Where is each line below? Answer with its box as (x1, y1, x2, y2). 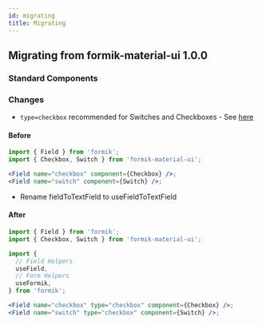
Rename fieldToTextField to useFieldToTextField (19, 192, 177, 201)
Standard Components (8, 73, 98, 84)
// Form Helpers (15, 272, 69, 280)
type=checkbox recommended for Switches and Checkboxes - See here (19, 113, 254, 122)
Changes (8, 93, 45, 105)
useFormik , (15, 279, 52, 287)
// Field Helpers (15, 257, 73, 265)
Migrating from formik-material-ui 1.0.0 (8, 49, 208, 62)
